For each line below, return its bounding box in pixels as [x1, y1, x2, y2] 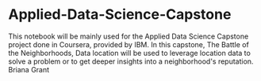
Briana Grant [8, 64, 50, 74]
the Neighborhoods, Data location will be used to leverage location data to [8, 48, 251, 57]
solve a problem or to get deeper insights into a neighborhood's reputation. [8, 57, 254, 66]
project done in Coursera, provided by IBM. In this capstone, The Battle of [8, 39, 250, 49]
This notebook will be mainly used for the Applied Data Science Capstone [8, 31, 249, 41]
